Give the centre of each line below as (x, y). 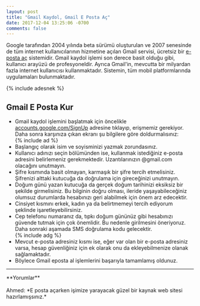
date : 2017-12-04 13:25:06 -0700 (48, 23)
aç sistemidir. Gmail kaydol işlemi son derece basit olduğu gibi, (98, 58)
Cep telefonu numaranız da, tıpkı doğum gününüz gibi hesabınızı (94, 216)
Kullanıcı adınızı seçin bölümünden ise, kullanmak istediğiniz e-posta (99, 153)
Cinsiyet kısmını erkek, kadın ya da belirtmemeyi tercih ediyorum (94, 204)
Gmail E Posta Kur (40, 107)
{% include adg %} (38, 235)
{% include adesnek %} (35, 88)
